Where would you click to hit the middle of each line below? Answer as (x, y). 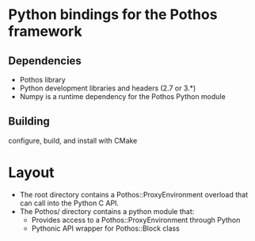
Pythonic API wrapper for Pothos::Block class (105, 228)
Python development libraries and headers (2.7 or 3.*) (108, 88)
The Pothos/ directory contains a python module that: (107, 211)
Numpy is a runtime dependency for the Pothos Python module (122, 96)
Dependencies (45, 61)
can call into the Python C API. (69, 203)
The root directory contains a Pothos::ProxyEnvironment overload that (134, 194)
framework (45, 31)
